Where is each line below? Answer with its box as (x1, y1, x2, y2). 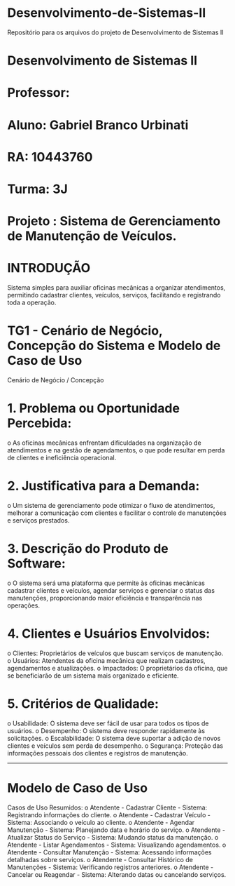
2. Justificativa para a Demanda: (7, 478, 200, 494)
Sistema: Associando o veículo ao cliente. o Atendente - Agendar (7, 818, 195, 826)
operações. (7, 601, 41, 610)
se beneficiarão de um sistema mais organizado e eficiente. (7, 671, 180, 680)
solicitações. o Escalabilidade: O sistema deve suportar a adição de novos (7, 734, 221, 742)
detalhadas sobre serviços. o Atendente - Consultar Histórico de (7, 855, 194, 864)
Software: (7, 556, 66, 571)
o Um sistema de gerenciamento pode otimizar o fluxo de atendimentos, (7, 501, 215, 509)
